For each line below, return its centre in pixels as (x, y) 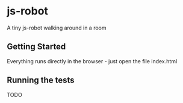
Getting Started (36, 47)
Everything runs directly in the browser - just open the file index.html (92, 61)
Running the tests (41, 80)
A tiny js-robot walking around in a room (57, 28)
